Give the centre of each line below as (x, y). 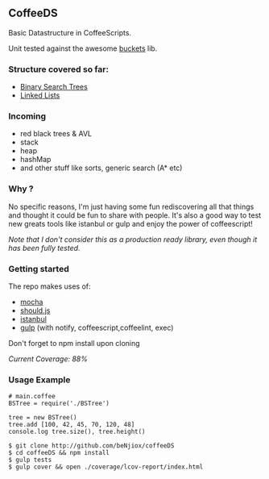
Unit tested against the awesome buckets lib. (83, 48)
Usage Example (39, 380)
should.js (35, 310)
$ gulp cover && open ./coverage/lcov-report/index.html (106, 467)
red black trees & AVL (56, 134)
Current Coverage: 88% (48, 359)
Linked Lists (40, 95)
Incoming (27, 116)
